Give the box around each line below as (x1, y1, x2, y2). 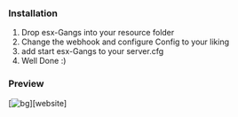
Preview (8, 78, 44, 90)
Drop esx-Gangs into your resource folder (20, 27, 175, 38)
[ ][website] (8, 97, 67, 108)
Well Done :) (20, 56, 67, 66)
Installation (8, 7, 59, 19)
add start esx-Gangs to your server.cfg (20, 46, 164, 57)
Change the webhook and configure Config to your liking (20, 36, 230, 47)
